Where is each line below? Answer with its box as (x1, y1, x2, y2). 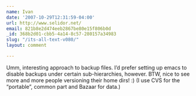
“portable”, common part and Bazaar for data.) (6, 83, 121, 90)
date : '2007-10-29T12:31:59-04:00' (6, 14, 95, 20)
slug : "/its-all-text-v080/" (6, 37, 79, 43)
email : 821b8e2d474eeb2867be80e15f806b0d (6, 25, 111, 32)
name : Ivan (6, 8, 34, 15)
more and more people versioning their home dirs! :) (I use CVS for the (6, 76, 180, 84)
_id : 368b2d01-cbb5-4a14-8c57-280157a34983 (6, 31, 117, 37)
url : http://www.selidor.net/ (6, 20, 82, 26)
